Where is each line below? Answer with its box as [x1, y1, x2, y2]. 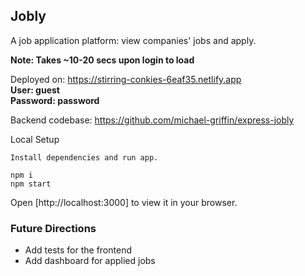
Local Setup [10, 133, 60, 145]
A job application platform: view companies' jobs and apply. [10, 34, 257, 46]
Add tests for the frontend [24, 244, 132, 256]
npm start [10, 179, 52, 189]
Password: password [10, 94, 100, 106]
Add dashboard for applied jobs [24, 255, 156, 267]
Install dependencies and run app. [10, 152, 159, 163]
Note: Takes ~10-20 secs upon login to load [10, 54, 195, 66]
